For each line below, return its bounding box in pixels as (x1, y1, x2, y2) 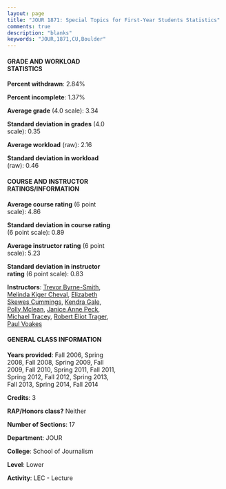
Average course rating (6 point (7, 200, 96, 208)
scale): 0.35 (7, 127, 41, 135)
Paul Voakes (7, 319, 43, 328)
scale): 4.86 (7, 207, 41, 215)
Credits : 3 (7, 393, 37, 401)
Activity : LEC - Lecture (7, 474, 74, 482)
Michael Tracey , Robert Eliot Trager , (7, 312, 109, 320)
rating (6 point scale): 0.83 (7, 269, 84, 278)
